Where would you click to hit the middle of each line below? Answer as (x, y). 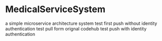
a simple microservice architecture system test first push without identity (81, 23)
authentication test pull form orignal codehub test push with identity (76, 28)
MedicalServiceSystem (55, 9)
